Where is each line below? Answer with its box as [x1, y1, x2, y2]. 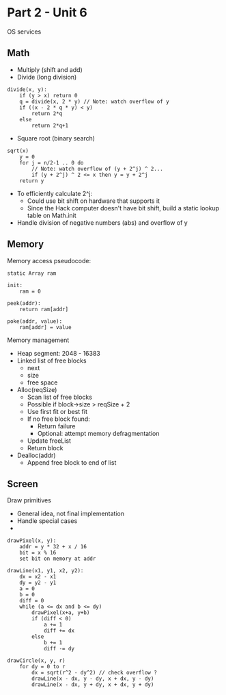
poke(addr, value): [7, 317, 63, 325]
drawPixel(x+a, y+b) [31, 609, 90, 616]
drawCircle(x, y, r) [7, 657, 66, 664]
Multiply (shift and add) [16, 65, 83, 73]
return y [19, 177, 44, 184]
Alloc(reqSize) [16, 385, 57, 393]
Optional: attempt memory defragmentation [37, 429, 160, 437]
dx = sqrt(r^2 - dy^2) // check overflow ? [31, 670, 157, 676]
